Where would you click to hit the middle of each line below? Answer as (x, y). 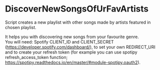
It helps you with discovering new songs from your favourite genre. (72, 37)
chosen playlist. (21, 27)
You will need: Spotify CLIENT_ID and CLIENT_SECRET (59, 42)
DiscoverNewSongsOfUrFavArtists (77, 9)
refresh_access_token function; (36, 57)
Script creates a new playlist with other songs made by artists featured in (78, 22)
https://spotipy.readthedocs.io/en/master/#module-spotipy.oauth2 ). (73, 62)
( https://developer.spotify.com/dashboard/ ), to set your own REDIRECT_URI (80, 47)
